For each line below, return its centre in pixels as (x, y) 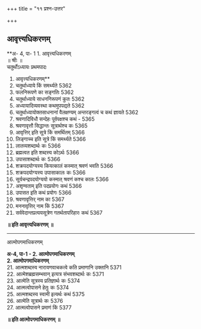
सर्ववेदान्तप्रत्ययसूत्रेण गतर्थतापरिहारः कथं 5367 (59, 212)
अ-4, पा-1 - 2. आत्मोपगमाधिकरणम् (41, 254)
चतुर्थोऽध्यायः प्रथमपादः (27, 67)
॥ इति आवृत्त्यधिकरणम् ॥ (30, 224)
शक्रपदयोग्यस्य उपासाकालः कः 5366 (50, 173)
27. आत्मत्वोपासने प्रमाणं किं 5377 (39, 307)
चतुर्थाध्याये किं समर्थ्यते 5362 (44, 85)
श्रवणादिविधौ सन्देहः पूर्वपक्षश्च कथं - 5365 (55, 119)
